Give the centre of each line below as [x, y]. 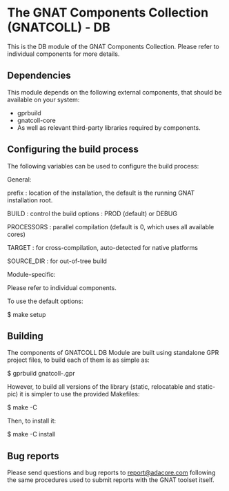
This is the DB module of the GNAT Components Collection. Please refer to [113, 46]
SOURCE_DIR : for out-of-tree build [57, 261]
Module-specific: [31, 274]
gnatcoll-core [37, 120]
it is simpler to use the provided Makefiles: [80, 394]
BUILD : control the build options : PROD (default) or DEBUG [92, 213]
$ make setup [27, 314]
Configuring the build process [73, 150]
